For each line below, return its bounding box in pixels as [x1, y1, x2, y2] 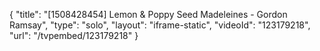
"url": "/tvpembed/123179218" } [9, 30, 139, 41]
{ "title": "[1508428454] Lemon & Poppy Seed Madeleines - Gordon [9, 9, 288, 20]
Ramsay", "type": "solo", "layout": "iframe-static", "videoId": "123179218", [9, 19, 311, 31]
